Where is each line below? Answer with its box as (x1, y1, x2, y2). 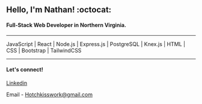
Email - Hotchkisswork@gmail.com (6, 91, 93, 98)
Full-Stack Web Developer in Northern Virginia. (6, 21, 126, 29)
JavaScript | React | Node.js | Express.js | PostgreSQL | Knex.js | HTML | (6, 40, 185, 47)
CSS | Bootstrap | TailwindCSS (6, 47, 82, 54)
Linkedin (6, 79, 28, 86)
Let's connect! (6, 66, 43, 74)
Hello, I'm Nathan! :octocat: (6, 5, 112, 15)
